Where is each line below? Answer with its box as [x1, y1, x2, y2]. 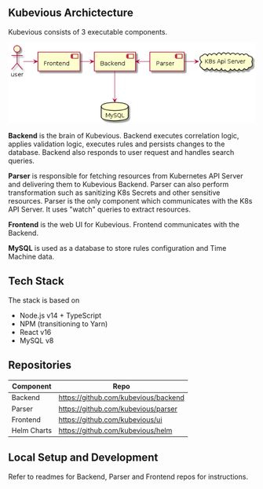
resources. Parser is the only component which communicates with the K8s [8, 197, 253, 206]
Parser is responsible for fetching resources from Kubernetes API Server [8, 171, 243, 181]
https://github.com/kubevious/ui [58, 414, 163, 424]
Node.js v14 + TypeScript [19, 311, 102, 320]
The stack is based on [8, 295, 80, 305]
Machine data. [8, 252, 55, 262]
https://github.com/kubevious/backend [58, 393, 184, 403]
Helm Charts [11, 426, 53, 436]
